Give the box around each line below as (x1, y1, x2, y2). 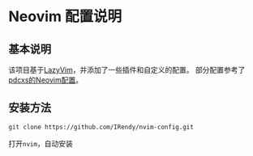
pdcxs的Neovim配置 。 (8, 75, 84, 85)
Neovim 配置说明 (8, 7, 122, 26)
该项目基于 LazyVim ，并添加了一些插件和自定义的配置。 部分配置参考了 (8, 65, 246, 74)
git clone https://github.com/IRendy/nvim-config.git (8, 123, 195, 131)
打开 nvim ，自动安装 (8, 138, 73, 148)
